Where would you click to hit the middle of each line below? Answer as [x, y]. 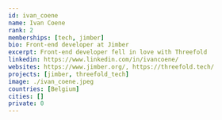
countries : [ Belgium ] [44, 89]
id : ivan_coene [33, 15]
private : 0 [26, 103]
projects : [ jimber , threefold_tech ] [69, 74]
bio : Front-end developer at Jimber [69, 45]
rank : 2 [21, 30]
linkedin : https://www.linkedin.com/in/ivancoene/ [94, 60]
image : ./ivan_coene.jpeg [51, 81]
